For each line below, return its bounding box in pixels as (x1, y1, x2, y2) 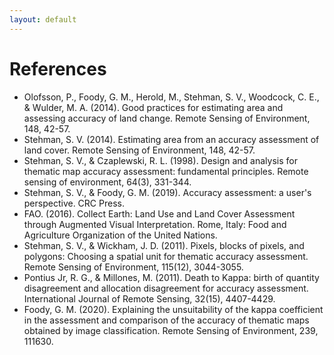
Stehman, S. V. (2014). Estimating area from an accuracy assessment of (23, 133, 320, 145)
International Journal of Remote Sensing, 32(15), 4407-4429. (23, 292, 276, 305)
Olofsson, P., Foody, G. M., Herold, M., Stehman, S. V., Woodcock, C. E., (23, 91, 320, 103)
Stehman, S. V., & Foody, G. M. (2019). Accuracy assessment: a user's (23, 186, 312, 198)
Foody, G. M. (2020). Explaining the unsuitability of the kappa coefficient (23, 303, 324, 315)
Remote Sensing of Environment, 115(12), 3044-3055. (23, 261, 244, 273)
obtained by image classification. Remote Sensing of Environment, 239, (23, 324, 319, 336)
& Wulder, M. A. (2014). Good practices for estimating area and (23, 101, 284, 113)
